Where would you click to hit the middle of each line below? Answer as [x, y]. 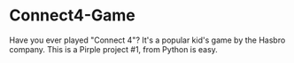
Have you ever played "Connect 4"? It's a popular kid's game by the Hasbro [147, 40]
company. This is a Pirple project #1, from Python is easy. [114, 49]
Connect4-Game [72, 16]
